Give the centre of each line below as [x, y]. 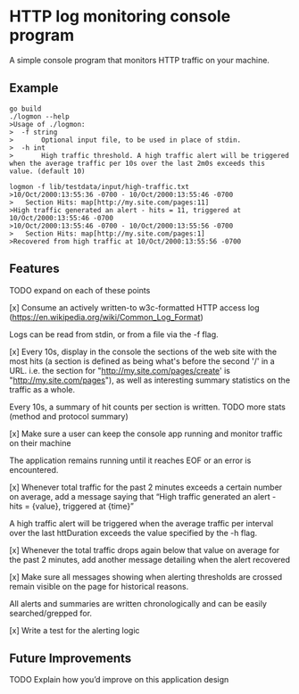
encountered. [34, 469]
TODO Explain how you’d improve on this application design [119, 680]
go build [25, 109]
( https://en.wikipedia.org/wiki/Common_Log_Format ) [106, 317]
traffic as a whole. [42, 389]
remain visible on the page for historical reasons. [99, 586]
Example [34, 88]
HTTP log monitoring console [120, 17]
